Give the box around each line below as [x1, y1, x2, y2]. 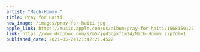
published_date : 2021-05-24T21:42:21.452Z [6, 36, 114, 42]
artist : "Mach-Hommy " [6, 8, 63, 15]
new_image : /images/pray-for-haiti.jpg [6, 20, 106, 26]
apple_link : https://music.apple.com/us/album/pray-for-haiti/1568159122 [6, 25, 195, 32]
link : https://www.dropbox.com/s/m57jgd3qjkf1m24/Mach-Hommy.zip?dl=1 [6, 31, 186, 37]
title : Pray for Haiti [6, 14, 63, 20]
